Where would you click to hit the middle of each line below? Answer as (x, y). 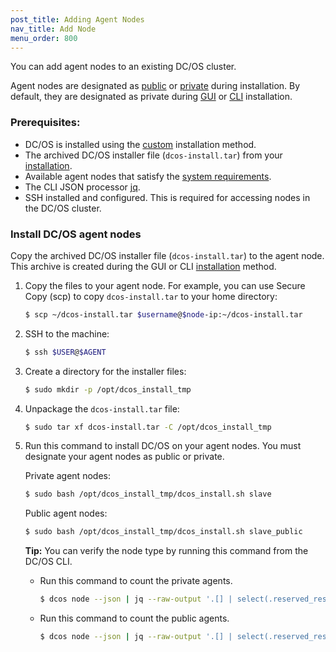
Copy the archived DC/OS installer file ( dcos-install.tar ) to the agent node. (167, 255)
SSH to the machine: (67, 333)
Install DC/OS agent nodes (76, 234)
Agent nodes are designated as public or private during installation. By (155, 86)
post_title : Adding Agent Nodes (77, 19)
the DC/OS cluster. (63, 208)
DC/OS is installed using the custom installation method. (140, 144)
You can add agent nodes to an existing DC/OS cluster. (123, 67)
